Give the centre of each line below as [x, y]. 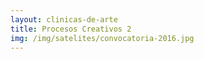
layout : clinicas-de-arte [64, 19]
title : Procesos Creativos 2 [71, 29]
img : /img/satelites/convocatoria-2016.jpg [102, 38]
